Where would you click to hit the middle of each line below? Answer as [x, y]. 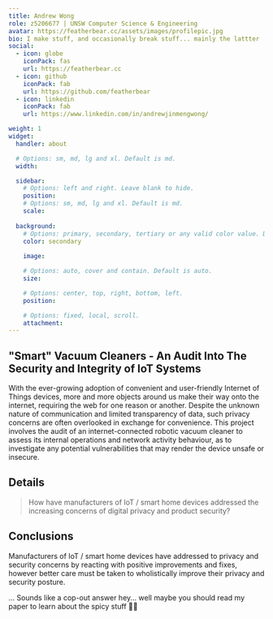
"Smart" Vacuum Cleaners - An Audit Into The [128, 355]
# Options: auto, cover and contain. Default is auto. [118, 271]
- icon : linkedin [45, 99]
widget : [22, 136]
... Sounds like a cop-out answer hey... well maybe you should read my [127, 597]
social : [22, 46]
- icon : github [41, 76]
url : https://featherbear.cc [72, 69]
